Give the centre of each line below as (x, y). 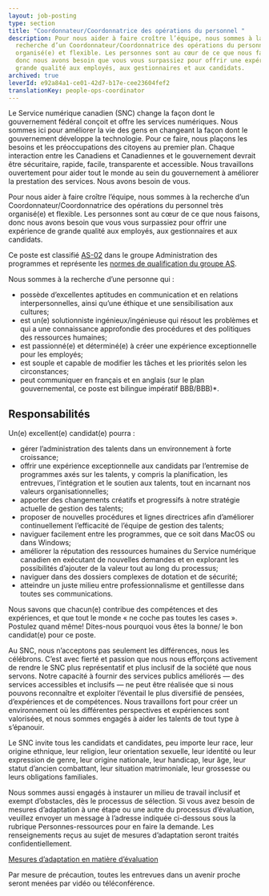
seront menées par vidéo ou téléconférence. (82, 883)
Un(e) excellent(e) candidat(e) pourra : (72, 434)
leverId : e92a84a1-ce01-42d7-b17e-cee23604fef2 (89, 83)
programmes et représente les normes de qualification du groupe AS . (123, 264)
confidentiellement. (40, 844)
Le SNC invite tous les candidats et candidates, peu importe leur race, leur (131, 743)
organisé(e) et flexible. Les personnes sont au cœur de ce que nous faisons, (134, 214)
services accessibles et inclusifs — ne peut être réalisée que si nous (121, 685)
